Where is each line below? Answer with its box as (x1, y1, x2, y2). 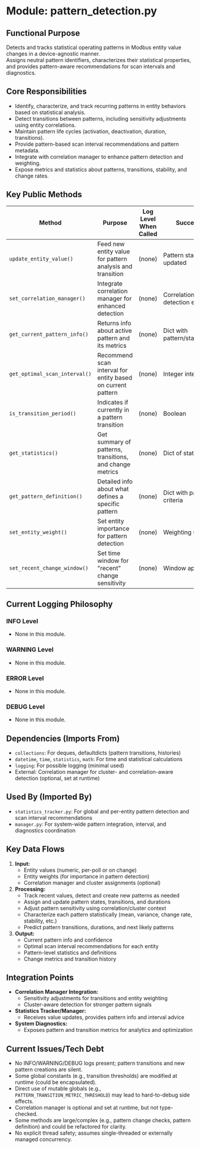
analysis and (97, 262, 133, 270)
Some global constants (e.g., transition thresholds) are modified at (14, 1073, 177, 1080)
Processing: (14, 886, 46, 893)
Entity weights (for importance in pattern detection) (23, 872, 150, 880)
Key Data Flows (6, 844, 65, 854)
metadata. (14, 146, 40, 154)
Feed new (97, 240, 125, 248)
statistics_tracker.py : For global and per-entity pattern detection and (14, 808, 189, 815)
